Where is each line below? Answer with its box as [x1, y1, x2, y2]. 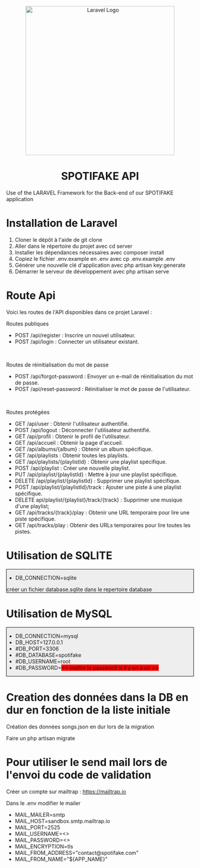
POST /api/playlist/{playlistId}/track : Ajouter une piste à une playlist [14, 484, 182, 491]
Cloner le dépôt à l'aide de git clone [14, 236, 102, 243]
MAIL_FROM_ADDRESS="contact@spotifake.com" [14, 849, 139, 856]
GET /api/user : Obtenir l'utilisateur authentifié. [14, 420, 129, 427]
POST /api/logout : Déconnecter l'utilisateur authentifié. [14, 426, 151, 433]
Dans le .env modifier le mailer [6, 799, 81, 807]
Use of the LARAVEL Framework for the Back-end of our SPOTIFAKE [6, 189, 174, 196]
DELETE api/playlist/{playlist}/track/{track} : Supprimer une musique [14, 496, 183, 503]
